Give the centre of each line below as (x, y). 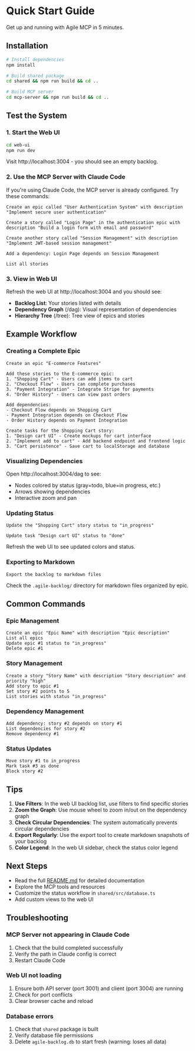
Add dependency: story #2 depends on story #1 (64, 723)
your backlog (31, 841)
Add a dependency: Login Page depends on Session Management (83, 253)
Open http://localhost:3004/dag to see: (54, 474)
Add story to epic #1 (33, 686)
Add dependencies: (29, 405)
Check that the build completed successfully (69, 947)
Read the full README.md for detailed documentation (80, 880)
